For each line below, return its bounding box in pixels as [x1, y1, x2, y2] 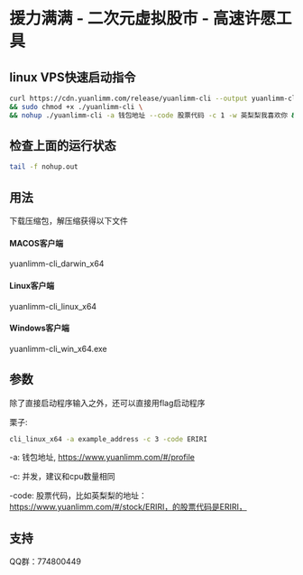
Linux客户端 [9, 280, 55, 291]
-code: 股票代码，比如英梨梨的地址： [9, 490, 147, 501]
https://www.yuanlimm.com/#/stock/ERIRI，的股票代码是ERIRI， [9, 502, 247, 513]
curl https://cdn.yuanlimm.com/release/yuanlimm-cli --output [9, 94, 248, 103]
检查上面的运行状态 [9, 138, 116, 153]
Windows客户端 [9, 322, 69, 334]
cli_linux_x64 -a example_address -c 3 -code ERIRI [9, 434, 207, 443]
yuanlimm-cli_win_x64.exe [9, 343, 107, 354]
